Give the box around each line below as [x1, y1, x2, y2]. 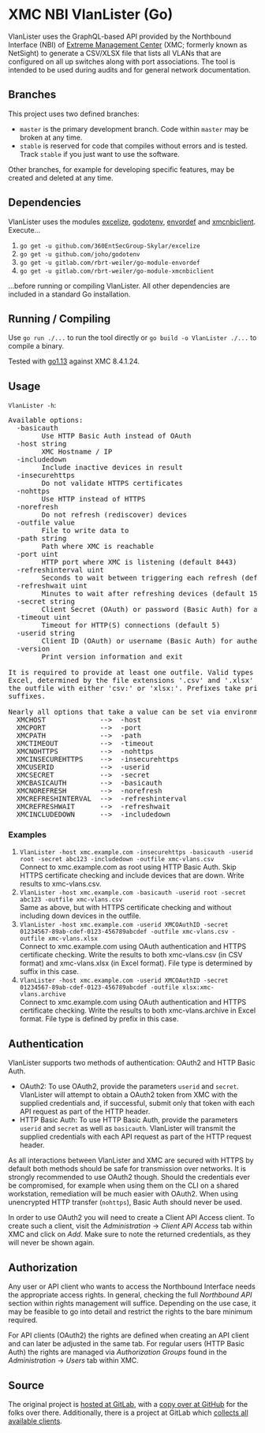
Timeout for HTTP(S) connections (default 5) [41, 621, 221, 630]
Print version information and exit [41, 652, 184, 662]
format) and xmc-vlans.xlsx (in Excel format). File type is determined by [19, 958, 253, 968]
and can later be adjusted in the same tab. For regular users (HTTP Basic [8, 1339, 244, 1349]
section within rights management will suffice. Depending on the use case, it [8, 1299, 256, 1308]
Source [8, 1379, 45, 1392]
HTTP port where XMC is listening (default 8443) [41, 558, 237, 567]
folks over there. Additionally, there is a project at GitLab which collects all [8, 1408, 248, 1417]
